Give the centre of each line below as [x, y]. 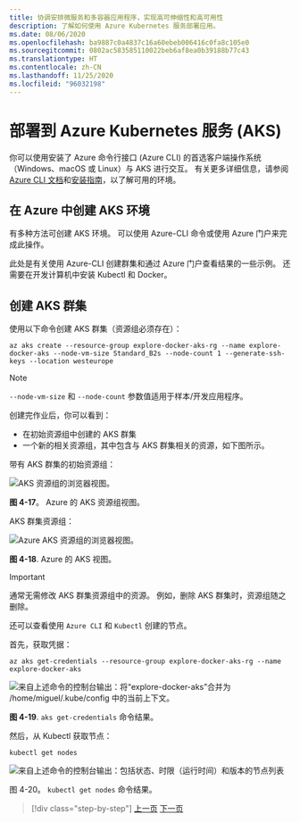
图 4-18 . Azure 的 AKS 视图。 [63, 560]
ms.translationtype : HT [54, 59]
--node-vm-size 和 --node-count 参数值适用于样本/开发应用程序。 [129, 396]
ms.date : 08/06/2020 [48, 34]
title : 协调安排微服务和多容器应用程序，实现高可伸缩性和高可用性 [117, 17]
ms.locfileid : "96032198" [57, 84]
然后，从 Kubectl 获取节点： [61, 736]
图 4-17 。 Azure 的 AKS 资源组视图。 [77, 502]
